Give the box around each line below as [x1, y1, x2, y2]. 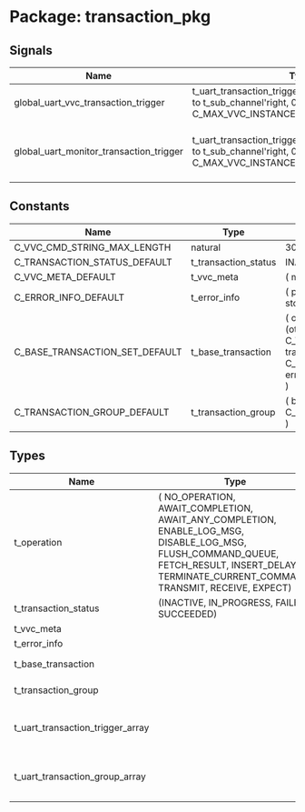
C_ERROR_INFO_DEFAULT [14, 291, 125, 304]
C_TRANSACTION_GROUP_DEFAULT [14, 406, 170, 418]
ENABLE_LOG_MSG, [158, 525, 245, 537]
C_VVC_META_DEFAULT [14, 270, 116, 283]
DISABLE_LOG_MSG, [158, 536, 247, 548]
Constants [9, 198, 70, 215]
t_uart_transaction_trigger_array [14, 721, 150, 734]
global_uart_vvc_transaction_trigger [14, 96, 165, 108]
